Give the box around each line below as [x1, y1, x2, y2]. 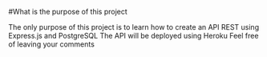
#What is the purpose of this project [8, 7, 128, 16]
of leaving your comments [8, 39, 95, 49]
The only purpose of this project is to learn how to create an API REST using [8, 22, 259, 31]
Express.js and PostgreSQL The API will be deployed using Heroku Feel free [8, 31, 259, 40]
